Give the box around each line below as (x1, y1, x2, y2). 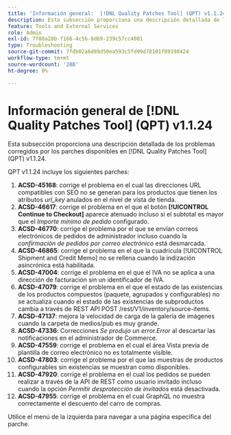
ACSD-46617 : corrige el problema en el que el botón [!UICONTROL (17, 203, 209, 211)
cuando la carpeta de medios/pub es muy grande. (17, 319, 160, 327)
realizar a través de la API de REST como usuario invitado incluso (17, 377, 202, 386)
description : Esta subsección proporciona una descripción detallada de (8, 16, 220, 23)
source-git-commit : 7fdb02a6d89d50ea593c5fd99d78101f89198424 (8, 49, 189, 55)
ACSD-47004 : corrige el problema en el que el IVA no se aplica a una (17, 269, 215, 277)
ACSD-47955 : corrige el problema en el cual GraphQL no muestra (17, 392, 205, 401)
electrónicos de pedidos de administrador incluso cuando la (17, 232, 187, 240)
